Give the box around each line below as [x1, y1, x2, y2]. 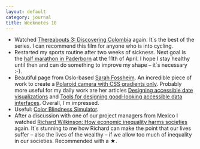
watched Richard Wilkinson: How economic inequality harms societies [14, 119, 188, 126]
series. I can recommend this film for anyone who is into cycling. [14, 42, 174, 49]
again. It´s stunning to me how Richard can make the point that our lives [14, 125, 192, 132]
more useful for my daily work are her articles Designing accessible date [14, 87, 193, 94]
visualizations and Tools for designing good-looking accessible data [14, 93, 183, 100]
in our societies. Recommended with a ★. [14, 138, 117, 145]
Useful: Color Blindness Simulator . [14, 105, 99, 113]
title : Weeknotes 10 [5, 20, 57, 26]
